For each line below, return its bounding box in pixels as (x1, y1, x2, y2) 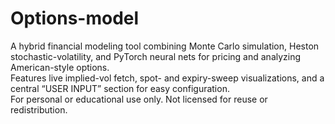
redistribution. (10, 103, 68, 116)
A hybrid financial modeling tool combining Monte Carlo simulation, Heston (10, 40, 320, 52)
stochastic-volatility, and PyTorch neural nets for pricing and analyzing (10, 50, 302, 62)
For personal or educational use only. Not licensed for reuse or (10, 93, 268, 105)
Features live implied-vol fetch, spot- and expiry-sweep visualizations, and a (10, 72, 325, 84)
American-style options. (10, 61, 110, 73)
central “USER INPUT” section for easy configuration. (10, 82, 230, 94)
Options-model (10, 7, 140, 30)
